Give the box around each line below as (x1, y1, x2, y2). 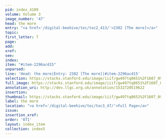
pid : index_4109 (5, 7, 39, 12)
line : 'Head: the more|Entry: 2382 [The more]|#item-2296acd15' (5, 71, 140, 76)
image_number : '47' (5, 16, 45, 21)
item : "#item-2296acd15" (5, 62, 56, 67)
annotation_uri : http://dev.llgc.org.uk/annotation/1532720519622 (5, 85, 145, 90)
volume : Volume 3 (5, 12, 41, 17)
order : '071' (5, 117, 32, 122)
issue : (5, 108, 19, 113)
